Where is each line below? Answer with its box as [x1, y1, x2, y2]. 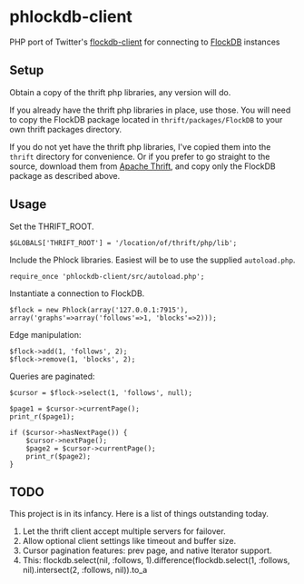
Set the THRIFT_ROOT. [9, 221, 94, 232]
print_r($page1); [9, 411, 75, 421]
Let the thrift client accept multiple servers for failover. [22, 526, 226, 537]
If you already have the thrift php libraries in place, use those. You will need [9, 104, 291, 115]
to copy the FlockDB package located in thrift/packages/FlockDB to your [9, 114, 283, 124]
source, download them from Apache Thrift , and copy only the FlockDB [9, 161, 277, 172]
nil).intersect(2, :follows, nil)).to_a [22, 565, 148, 576]
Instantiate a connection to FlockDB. [9, 288, 145, 299]
